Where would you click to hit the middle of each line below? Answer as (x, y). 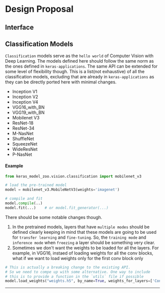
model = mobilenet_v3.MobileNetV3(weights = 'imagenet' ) (62, 190)
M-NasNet (23, 134)
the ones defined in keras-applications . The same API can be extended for (82, 66)
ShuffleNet (23, 139)
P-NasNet (22, 154)
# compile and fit (24, 199)
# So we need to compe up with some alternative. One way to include (78, 272)
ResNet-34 (23, 128)
